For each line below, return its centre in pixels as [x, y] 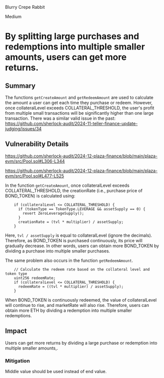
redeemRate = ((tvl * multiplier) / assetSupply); [71, 286]
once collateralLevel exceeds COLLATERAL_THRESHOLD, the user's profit [80, 108]
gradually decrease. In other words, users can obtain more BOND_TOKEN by [82, 246]
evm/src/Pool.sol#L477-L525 [35, 176]
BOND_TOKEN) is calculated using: [40, 196]
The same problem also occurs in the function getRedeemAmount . [69, 260]
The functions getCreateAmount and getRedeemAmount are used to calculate [79, 97]
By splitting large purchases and [72, 37]
